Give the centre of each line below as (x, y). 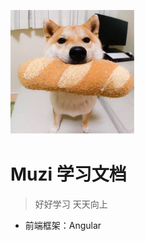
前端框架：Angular (63, 225)
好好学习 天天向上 (71, 204)
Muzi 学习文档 (68, 174)
